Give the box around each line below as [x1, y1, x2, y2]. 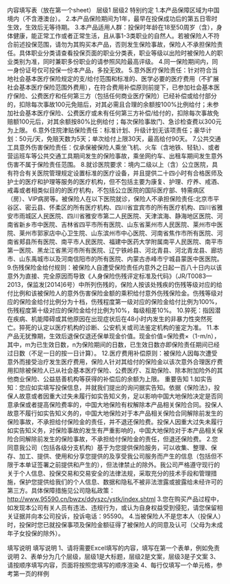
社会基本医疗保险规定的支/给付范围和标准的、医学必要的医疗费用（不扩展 [12, 75, 220, 82]
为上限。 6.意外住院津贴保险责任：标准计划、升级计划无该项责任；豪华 [7, 126, 207, 134]
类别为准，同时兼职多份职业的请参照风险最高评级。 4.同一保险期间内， [12, 58, 212, 65]
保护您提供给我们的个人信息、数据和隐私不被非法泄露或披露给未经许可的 [18, 478, 223, 486]
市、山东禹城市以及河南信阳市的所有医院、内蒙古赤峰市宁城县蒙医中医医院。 [7, 255, 223, 263]
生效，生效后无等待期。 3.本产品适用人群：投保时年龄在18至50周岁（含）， [7, 23, 217, 31]
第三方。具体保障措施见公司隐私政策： [7, 487, 115, 494]
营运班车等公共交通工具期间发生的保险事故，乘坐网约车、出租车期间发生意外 [7, 152, 223, 160]
